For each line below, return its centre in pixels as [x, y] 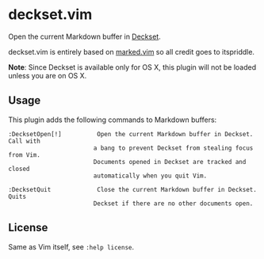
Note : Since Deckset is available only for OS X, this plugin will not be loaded [132, 67]
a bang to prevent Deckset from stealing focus [173, 148]
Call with [25, 141]
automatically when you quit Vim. [150, 176]
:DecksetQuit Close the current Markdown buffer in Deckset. [133, 189]
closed [19, 169]
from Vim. [25, 155]
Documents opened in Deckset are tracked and [170, 162]
